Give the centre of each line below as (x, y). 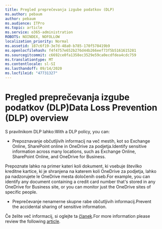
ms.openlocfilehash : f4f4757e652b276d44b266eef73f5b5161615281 (71, 50)
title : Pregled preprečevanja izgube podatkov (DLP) (60, 10)
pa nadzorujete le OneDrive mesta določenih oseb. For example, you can (78, 176)
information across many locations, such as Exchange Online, (74, 151)
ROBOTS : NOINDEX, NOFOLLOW (32, 37)
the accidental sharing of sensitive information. (59, 207)
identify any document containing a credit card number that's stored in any (80, 182)
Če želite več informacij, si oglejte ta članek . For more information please (78, 216)
